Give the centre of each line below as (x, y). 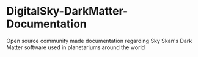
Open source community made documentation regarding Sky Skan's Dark (99, 41)
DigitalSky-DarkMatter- (67, 11)
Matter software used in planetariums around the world (76, 47)
